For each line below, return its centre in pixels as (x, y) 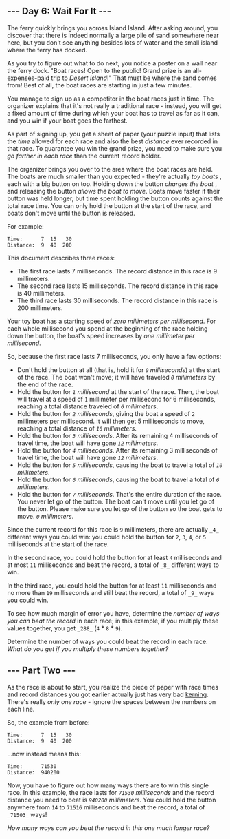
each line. (21, 709)
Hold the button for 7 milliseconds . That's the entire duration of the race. (119, 494)
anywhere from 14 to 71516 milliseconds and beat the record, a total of (106, 807)
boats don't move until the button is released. (71, 213)
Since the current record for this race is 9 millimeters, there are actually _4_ (113, 529)
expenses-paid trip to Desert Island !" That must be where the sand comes (112, 78)
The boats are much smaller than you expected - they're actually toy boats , (114, 176)
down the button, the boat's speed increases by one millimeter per (101, 335)
